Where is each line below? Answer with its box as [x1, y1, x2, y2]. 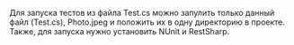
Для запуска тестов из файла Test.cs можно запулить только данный [9, 8, 275, 18]
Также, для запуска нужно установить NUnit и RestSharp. [9, 26, 230, 36]
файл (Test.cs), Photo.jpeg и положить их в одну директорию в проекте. [9, 17, 286, 27]
